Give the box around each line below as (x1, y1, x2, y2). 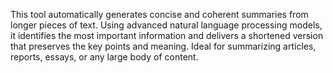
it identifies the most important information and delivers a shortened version (10, 30, 324, 41)
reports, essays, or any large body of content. (10, 51, 199, 63)
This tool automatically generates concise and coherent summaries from (10, 9, 309, 20)
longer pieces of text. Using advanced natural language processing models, (10, 19, 323, 31)
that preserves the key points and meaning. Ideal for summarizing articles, (10, 40, 317, 52)
